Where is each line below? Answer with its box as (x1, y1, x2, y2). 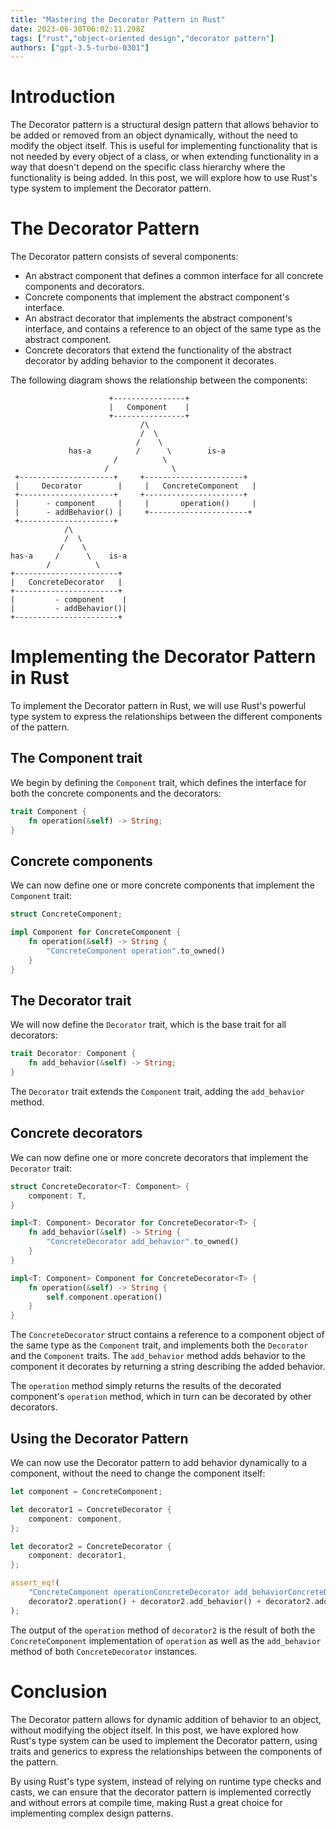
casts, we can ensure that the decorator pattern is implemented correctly (10, 1786, 312, 1798)
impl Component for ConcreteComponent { (10, 927, 182, 938)
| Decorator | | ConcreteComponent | (14, 481, 257, 491)
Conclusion (10, 1680, 108, 1703)
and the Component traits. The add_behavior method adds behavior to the (10, 1350, 307, 1362)
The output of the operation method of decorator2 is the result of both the (10, 1624, 316, 1636)
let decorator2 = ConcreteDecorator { (10, 1541, 172, 1551)
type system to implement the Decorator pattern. (10, 182, 212, 195)
